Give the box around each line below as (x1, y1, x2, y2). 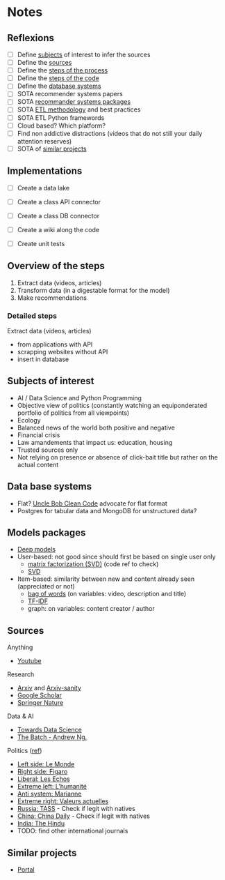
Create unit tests (17, 239, 65, 248)
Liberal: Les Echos (17, 775, 71, 783)
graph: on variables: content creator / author (27, 605, 155, 613)
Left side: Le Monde (17, 760, 75, 768)
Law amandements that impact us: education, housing (17, 438, 173, 446)
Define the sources (17, 59, 72, 67)
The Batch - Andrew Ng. (17, 733, 87, 741)
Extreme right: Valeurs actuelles (17, 797, 109, 805)
